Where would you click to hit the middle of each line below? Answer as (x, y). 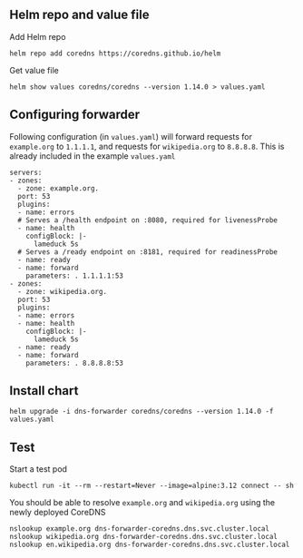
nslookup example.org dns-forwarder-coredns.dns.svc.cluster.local (140, 529)
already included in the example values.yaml (93, 156)
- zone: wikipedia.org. (62, 291)
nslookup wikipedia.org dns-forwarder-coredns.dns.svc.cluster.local (144, 537)
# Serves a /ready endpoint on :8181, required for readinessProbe (148, 252)
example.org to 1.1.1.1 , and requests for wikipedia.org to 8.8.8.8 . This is (147, 146)
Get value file (34, 70)
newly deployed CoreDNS (58, 513)
